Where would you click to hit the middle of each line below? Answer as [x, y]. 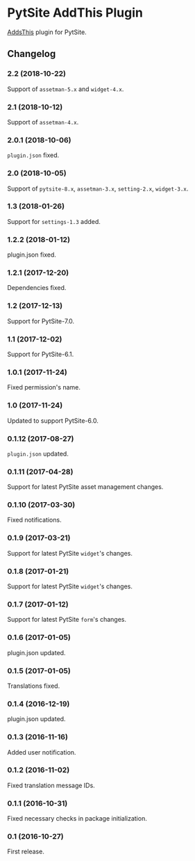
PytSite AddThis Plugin [75, 13]
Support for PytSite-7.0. [41, 321]
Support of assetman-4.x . [43, 122]
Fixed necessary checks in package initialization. [77, 819]
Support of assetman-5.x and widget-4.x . [66, 89]
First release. [26, 852]
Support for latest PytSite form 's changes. [67, 620]
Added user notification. [42, 752]
